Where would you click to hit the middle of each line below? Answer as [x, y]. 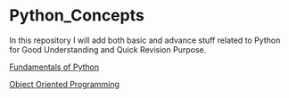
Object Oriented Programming [65, 84]
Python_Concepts [77, 16]
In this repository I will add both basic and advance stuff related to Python [145, 40]
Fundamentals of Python [54, 67]
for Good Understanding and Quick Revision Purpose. [108, 49]
